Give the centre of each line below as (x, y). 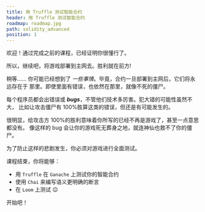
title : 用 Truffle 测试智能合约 (44, 12)
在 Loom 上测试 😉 (36, 189)
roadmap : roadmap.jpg (34, 23)
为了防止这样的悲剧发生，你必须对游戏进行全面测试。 (73, 148)
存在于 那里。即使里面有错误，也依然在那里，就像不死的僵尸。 (90, 87)
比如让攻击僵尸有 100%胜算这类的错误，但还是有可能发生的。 (96, 107)
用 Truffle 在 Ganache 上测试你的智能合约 (67, 174)
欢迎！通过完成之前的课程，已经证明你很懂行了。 (68, 53)
